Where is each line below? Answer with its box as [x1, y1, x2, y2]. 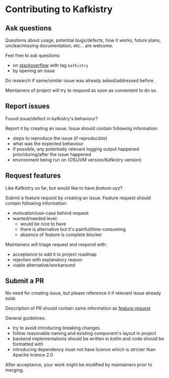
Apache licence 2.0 [12, 352, 53, 358]
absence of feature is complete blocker [20, 231, 102, 237]
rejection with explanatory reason [12, 256, 82, 262]
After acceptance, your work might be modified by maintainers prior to [5, 362, 153, 368]
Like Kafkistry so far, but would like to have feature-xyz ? [5, 185, 123, 191]
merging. [5, 367, 24, 373]
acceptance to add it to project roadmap [12, 251, 97, 257]
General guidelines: [5, 315, 46, 321]
